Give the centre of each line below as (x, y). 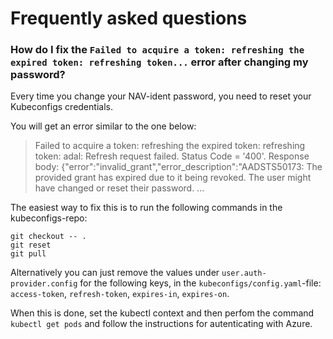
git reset (31, 245)
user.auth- (244, 273)
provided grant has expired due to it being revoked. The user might (173, 178)
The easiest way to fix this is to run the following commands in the (146, 208)
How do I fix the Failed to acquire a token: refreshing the (157, 50)
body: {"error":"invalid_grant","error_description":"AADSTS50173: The (178, 167)
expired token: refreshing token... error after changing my (159, 62)
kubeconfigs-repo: (49, 218)
